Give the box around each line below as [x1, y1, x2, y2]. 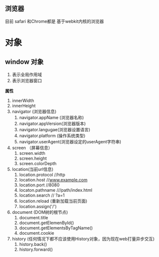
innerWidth [12, 97, 34, 103]
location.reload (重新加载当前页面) [19, 198, 87, 204]
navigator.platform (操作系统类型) [19, 133, 86, 138]
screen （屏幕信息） [12, 145, 53, 151]
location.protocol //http [19, 171, 65, 178]
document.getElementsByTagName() [19, 225, 93, 231]
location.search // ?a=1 [19, 192, 65, 198]
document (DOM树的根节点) [12, 209, 68, 215]
